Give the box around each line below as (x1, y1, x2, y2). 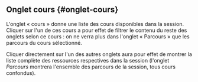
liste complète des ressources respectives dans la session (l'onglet (6, 57, 170, 64)
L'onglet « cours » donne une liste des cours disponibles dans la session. (6, 20, 184, 27)
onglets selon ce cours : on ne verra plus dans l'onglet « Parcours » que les (6, 32, 190, 40)
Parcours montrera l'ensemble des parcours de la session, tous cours (6, 63, 176, 70)
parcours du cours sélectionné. (6, 39, 83, 46)
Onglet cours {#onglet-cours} (6, 5, 119, 15)
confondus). (6, 69, 36, 76)
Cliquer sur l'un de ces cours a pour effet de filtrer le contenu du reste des (6, 27, 187, 34)
